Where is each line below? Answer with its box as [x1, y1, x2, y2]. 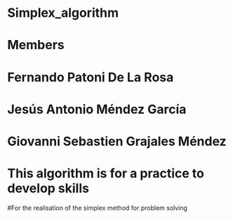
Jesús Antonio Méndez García [7, 101, 187, 117]
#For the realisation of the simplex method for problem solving [7, 204, 188, 212]
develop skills [7, 180, 90, 197]
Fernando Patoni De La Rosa [7, 69, 174, 85]
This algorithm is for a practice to [7, 166, 205, 182]
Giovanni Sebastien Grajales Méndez [7, 133, 227, 149]
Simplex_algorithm [7, 5, 119, 21]
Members [7, 37, 65, 53]
